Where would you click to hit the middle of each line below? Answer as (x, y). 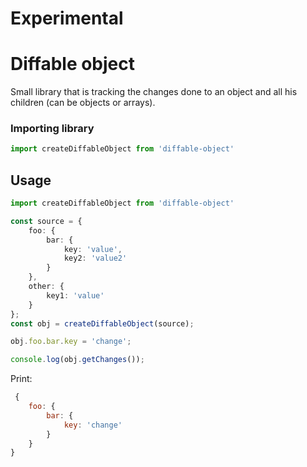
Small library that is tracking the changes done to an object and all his (154, 92)
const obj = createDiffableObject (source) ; (102, 323)
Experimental (67, 18)
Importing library (52, 129)
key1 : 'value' (75, 295)
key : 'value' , (93, 249)
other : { (46, 287)
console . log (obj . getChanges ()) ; (77, 360)
